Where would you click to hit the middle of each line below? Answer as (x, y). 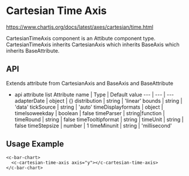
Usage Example (35, 144)
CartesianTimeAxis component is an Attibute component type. (81, 38)
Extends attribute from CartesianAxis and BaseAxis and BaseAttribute (90, 83)
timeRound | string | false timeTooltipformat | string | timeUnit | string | (99, 119)
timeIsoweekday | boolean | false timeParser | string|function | (90, 113)
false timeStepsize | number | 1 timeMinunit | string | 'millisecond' (93, 125)
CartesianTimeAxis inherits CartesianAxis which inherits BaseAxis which (93, 44)
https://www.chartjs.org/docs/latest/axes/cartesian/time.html (80, 27)
